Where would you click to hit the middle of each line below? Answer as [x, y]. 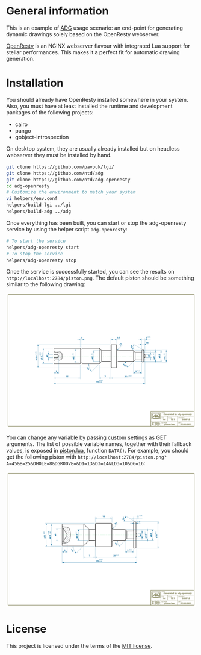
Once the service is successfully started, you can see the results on [90, 272]
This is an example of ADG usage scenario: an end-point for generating [95, 28]
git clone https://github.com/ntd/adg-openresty [68, 180]
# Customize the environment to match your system [71, 192]
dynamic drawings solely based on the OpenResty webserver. [83, 34]
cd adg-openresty [28, 186]
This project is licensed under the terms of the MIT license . [79, 645]
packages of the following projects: [50, 112]
